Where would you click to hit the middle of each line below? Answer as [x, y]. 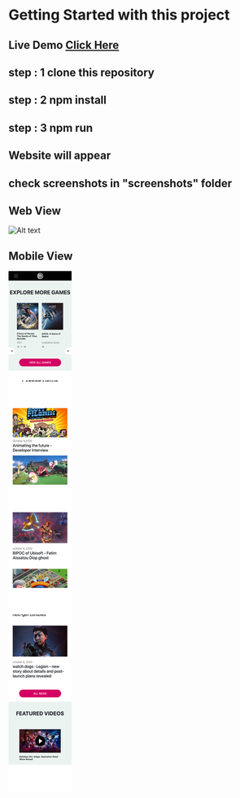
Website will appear [60, 156]
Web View [35, 210]
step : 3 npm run [51, 128]
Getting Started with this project [119, 15]
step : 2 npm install [58, 100]
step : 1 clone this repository [81, 72]
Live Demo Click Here [64, 45]
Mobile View [41, 256]
